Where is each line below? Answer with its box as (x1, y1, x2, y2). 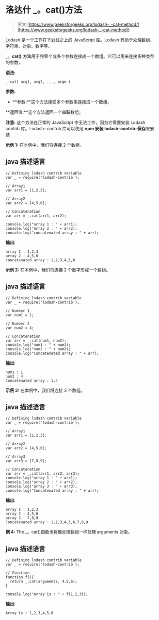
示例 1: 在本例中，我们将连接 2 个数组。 (5, 142, 84, 148)
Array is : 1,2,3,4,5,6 (5, 611, 54, 616)
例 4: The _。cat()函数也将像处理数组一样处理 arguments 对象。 (5, 529, 133, 535)
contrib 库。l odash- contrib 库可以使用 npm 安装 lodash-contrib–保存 (5, 125, 146, 131)
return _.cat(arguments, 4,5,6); (10, 579, 78, 584)
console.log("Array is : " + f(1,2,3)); (5, 592, 89, 597)
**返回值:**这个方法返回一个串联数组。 (5, 109, 84, 115)
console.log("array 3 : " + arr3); (5, 484, 78, 489)
